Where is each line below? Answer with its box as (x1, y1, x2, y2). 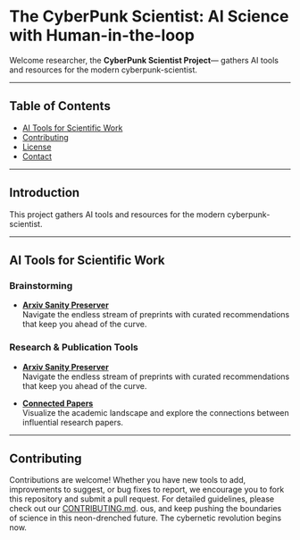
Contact (21, 150, 52, 162)
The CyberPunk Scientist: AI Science (9, 6, 289, 27)
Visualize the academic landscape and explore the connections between (21, 407, 290, 418)
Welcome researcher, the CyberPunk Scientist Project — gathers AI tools (9, 55, 279, 65)
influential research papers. (21, 417, 123, 427)
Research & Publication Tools (9, 342, 138, 354)
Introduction (9, 185, 80, 200)
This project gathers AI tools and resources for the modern (9, 208, 226, 220)
